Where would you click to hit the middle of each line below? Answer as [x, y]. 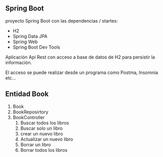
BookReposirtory [30, 112]
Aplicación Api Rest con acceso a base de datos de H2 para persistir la [80, 57]
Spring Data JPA [30, 36]
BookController [29, 117]
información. [19, 62]
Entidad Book [27, 94]
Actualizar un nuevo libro [47, 139]
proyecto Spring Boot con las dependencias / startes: [62, 21]
